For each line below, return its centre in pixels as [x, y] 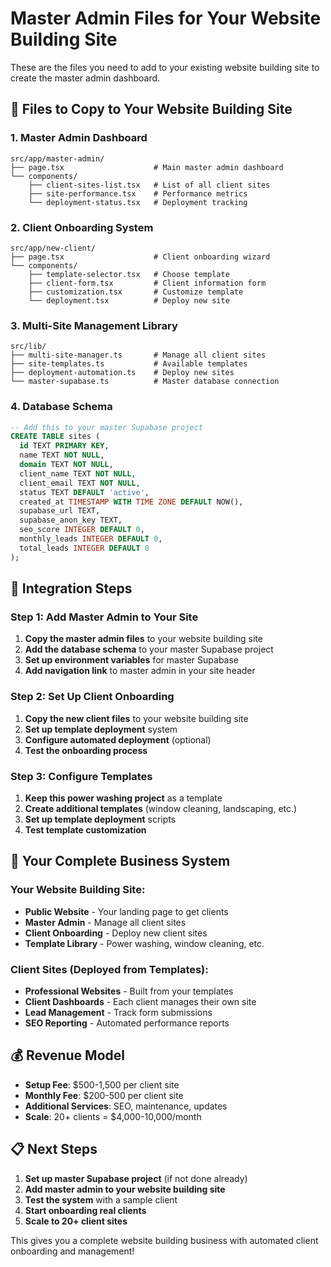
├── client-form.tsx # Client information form [147, 283]
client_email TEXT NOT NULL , [80, 483]
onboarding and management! [72, 1251]
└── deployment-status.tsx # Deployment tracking [138, 202]
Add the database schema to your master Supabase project [149, 649]
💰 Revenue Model [67, 1055]
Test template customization [85, 829]
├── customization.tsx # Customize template [136, 292]
